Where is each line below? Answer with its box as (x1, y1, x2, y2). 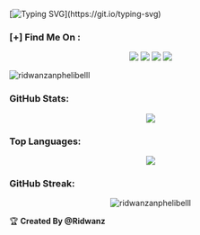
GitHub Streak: (9, 176, 75, 189)
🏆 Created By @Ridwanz (9, 216, 106, 227)
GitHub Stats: (9, 93, 70, 105)
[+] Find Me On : (9, 31, 81, 43)
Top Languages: (9, 135, 82, 148)
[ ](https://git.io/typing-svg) (9, 9, 161, 19)
